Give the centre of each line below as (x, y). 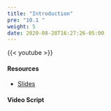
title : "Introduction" (40, 14)
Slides (26, 84)
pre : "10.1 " (26, 20)
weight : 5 (22, 26)
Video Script (26, 100)
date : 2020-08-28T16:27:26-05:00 (56, 33)
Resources (23, 68)
